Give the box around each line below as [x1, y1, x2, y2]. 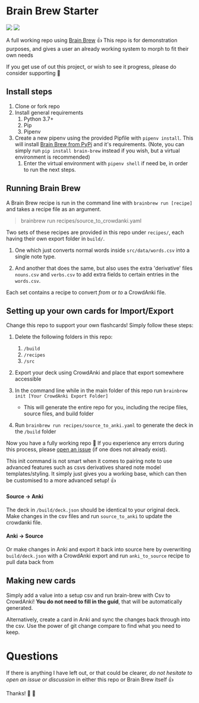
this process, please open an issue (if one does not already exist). [6, 446, 168, 453]
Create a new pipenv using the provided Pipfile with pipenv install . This [14, 134, 194, 141]
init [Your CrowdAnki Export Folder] [14, 393, 109, 399]
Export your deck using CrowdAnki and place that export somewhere [14, 369, 184, 377]
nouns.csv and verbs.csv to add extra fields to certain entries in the [14, 270, 179, 278]
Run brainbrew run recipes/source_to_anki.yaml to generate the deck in [14, 422, 194, 429]
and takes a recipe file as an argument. [6, 205, 102, 212]
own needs [6, 51, 34, 58]
